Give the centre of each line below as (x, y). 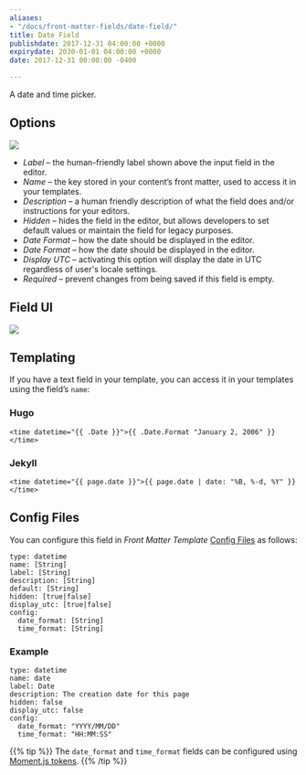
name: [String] (38, 564)
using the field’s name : (50, 389)
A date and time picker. (53, 94)
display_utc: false (47, 711)
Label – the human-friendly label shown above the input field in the (149, 162)
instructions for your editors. (76, 210)
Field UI (31, 308)
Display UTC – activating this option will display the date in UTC (142, 259)
